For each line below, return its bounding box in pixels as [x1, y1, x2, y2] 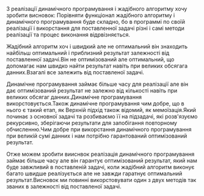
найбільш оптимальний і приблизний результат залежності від [6, 49, 170, 57]
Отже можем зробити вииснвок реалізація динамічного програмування [6, 150, 195, 158]
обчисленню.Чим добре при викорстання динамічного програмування [6, 126, 192, 133]
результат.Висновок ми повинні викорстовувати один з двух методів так [6, 177, 197, 183]
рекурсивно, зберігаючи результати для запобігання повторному [6, 119, 177, 127]
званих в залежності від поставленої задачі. [6, 183, 122, 190]
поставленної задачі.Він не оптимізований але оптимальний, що [6, 56, 175, 63]
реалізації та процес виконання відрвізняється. [6, 31, 130, 38]
